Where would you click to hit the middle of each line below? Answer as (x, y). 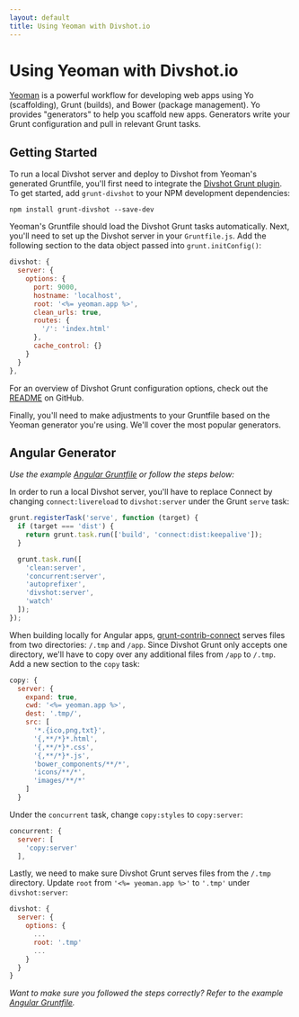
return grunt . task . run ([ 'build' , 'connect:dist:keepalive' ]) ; (144, 535)
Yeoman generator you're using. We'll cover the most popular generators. (145, 425)
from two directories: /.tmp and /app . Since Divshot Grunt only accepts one (149, 644)
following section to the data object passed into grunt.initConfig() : (136, 246)
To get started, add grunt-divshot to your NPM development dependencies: (149, 193)
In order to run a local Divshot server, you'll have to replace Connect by (141, 492)
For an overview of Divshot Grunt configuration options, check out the (139, 388)
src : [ (38, 722)
